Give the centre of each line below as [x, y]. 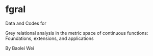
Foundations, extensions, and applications [49, 38]
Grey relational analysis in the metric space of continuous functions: [77, 33]
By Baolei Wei [20, 48]
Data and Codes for [26, 23]
